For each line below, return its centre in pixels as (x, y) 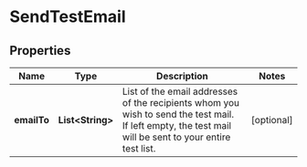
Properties (40, 51)
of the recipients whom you (181, 103)
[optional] (272, 120)
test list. (139, 148)
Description (182, 76)
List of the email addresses (180, 91)
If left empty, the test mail (176, 125)
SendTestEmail (68, 17)
